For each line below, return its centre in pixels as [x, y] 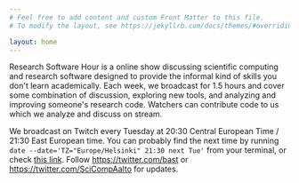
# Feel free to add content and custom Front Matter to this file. [137, 17]
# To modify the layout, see [63, 26]
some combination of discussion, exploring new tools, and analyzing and [143, 95]
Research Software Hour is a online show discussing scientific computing [144, 67]
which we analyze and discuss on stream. [86, 114]
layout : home [33, 42]
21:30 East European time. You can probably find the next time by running [144, 141]
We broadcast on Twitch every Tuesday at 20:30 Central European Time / [144, 131]
